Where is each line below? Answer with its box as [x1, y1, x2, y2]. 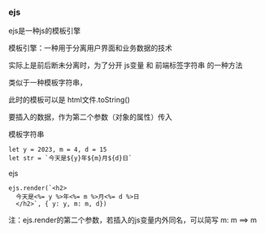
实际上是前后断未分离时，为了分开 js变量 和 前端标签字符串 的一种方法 [8, 60, 243, 71]
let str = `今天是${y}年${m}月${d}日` [8, 154, 132, 162]
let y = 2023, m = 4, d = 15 [8, 145, 107, 154]
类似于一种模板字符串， [8, 78, 87, 88]
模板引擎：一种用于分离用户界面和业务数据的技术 [8, 43, 172, 53]
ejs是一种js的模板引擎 [8, 26, 81, 36]
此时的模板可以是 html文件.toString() [8, 95, 130, 105]
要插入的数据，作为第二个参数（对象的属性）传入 [8, 112, 172, 122]
